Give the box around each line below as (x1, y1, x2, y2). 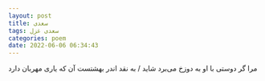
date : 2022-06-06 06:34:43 (8, 42, 99, 50)
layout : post (8, 11, 52, 20)
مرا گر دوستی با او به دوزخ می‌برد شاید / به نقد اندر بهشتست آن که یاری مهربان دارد (8, 63, 258, 73)
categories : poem (8, 34, 67, 43)
